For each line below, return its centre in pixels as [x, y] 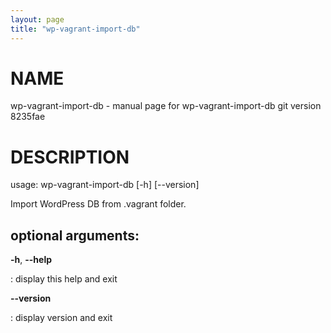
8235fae [28, 117]
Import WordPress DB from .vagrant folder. [98, 204]
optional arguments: [75, 235]
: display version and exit [61, 318]
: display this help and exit [64, 279]
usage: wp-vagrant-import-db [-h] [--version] [105, 185]
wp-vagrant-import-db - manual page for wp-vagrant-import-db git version [166, 106]
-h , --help [31, 260]
